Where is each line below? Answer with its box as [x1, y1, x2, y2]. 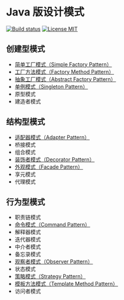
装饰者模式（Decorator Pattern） [14, 156, 95, 163]
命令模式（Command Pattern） [14, 221, 90, 228]
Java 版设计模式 [6, 5, 84, 19]
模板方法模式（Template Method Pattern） [14, 280, 118, 288]
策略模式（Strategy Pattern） [14, 273, 86, 280]
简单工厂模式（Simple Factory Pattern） [14, 60, 112, 68]
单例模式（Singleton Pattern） [14, 83, 89, 90]
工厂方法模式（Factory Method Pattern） [14, 68, 115, 75]
